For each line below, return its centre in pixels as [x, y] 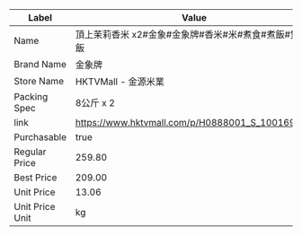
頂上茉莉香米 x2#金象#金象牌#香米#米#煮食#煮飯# [182, 35]
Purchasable [40, 137]
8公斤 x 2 [95, 103]
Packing [31, 96]
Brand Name [40, 64]
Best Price [36, 177]
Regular [30, 152]
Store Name [39, 81]
